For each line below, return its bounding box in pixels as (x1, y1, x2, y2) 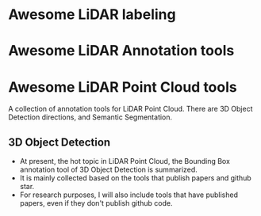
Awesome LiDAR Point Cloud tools (8, 78, 237, 96)
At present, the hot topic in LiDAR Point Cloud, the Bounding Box (19, 157, 230, 166)
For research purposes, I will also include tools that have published (19, 190, 238, 199)
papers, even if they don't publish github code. (19, 199, 173, 208)
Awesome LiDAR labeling (8, 6, 176, 24)
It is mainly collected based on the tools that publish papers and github (19, 173, 251, 183)
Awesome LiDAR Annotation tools (8, 42, 235, 60)
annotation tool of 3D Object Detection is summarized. (19, 165, 198, 175)
